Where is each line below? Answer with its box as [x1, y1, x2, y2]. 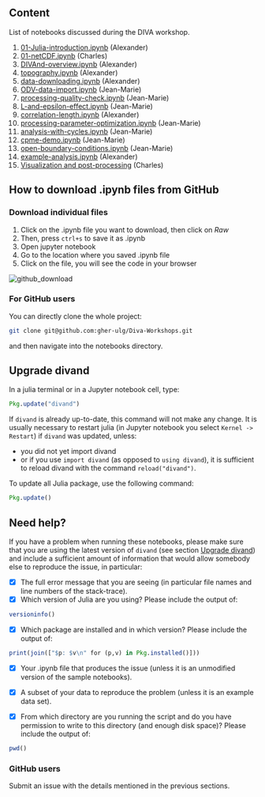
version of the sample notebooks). [20, 672, 132, 682]
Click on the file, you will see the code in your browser [20, 259, 197, 268]
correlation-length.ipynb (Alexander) [20, 110, 140, 119]
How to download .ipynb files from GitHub [9, 183, 219, 197]
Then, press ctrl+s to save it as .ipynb [20, 233, 145, 243]
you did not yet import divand [20, 447, 117, 456]
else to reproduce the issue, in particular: [9, 562, 143, 572]
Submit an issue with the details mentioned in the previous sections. [9, 781, 230, 791]
